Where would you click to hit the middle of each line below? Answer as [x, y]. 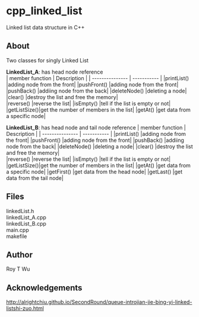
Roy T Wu [18, 269]
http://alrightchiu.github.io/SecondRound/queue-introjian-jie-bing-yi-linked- [99, 302]
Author [19, 254]
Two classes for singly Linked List [48, 60]
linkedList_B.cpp [26, 223]
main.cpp [18, 230]
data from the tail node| [35, 178]
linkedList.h [20, 211]
